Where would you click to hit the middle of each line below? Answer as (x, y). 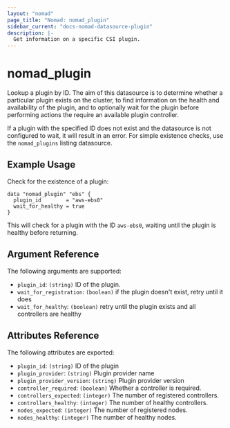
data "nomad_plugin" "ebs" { (49, 194)
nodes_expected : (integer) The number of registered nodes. (102, 410)
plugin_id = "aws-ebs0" (58, 200)
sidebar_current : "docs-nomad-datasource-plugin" (80, 26)
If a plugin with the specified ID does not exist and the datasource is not (109, 128)
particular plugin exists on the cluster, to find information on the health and (113, 100)
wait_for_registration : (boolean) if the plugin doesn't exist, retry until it (120, 292)
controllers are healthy (49, 314)
